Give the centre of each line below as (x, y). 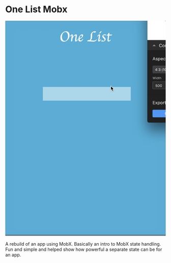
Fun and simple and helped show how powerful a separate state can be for (84, 249)
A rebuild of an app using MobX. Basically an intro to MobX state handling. (83, 244)
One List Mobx (36, 9)
